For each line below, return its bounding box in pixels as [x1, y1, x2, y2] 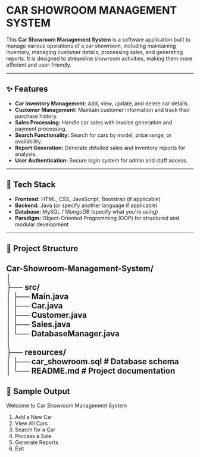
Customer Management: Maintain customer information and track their [14, 106, 190, 113]
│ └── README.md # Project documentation [6, 366, 176, 376]
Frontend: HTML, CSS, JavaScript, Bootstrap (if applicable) [14, 195, 161, 202]
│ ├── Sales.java [6, 320, 71, 330]
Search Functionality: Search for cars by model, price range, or [14, 132, 172, 139]
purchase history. [14, 112, 58, 120]
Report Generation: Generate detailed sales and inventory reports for [14, 144, 186, 151]
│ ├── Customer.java [6, 310, 87, 320]
